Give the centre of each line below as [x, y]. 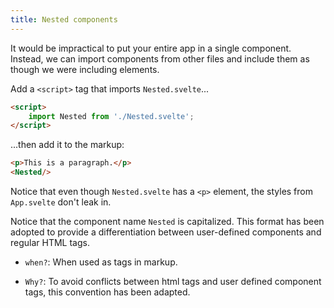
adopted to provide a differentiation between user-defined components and [166, 232]
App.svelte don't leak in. [61, 202]
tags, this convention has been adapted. [107, 292]
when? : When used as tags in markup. [101, 262]
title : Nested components [64, 19]
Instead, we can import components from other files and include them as [160, 58]
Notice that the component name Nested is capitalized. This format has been [167, 221]
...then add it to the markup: [67, 145]
